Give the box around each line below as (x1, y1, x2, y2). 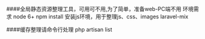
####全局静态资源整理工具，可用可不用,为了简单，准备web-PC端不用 (6, 5, 182, 12)
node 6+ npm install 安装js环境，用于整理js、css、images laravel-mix (13, 13, 188, 20)
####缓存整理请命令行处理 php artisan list (6, 26, 113, 33)
